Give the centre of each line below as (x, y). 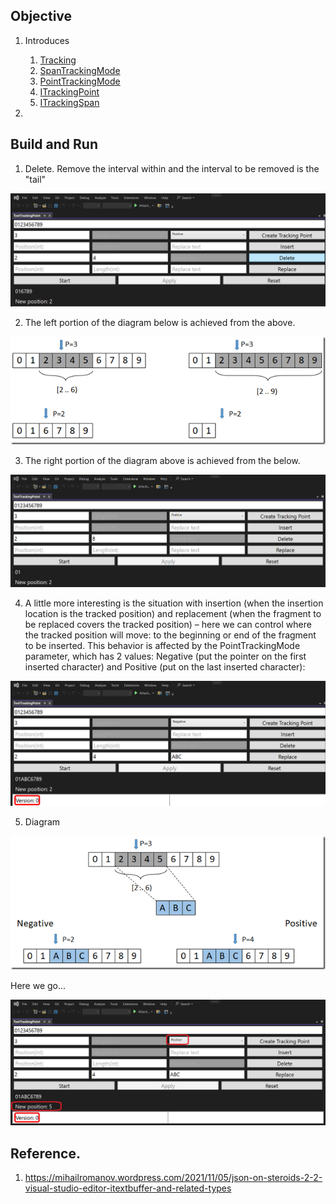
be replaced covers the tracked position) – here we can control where (168, 624)
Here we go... (38, 986)
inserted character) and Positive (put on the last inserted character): (165, 666)
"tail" (35, 179)
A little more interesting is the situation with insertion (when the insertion (174, 603)
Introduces (47, 40)
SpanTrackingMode (80, 70)
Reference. (45, 1153)
